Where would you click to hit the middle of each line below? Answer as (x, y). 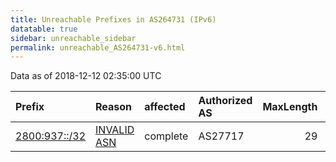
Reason (114, 107)
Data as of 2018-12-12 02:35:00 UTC (86, 76)
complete (166, 136)
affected (165, 107)
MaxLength (290, 107)
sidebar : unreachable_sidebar (73, 38)
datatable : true (44, 29)
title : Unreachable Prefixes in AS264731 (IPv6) (113, 19)
